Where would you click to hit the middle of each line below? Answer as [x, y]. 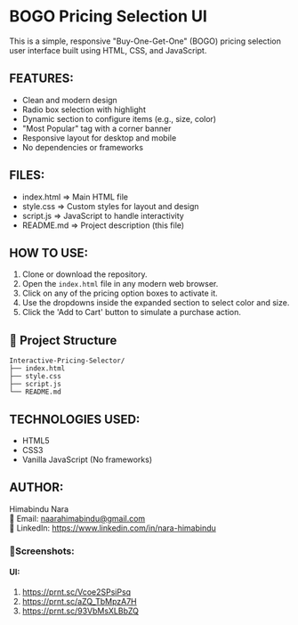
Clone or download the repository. [85, 274]
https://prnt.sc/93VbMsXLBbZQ [81, 611]
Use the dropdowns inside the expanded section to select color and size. [156, 303]
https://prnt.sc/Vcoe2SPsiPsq [77, 592]
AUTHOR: [36, 487]
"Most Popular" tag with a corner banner [97, 128]
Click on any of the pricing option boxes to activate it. [120, 293]
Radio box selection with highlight [84, 110]
